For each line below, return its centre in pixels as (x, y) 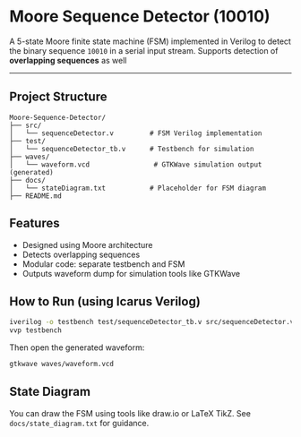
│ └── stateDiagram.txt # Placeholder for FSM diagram (138, 188)
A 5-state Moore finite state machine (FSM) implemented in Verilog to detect (150, 41)
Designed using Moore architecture (88, 244)
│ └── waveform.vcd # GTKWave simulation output (136, 164)
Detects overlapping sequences (81, 254)
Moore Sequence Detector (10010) (140, 17)
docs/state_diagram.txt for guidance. (79, 423)
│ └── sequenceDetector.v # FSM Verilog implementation (136, 133)
